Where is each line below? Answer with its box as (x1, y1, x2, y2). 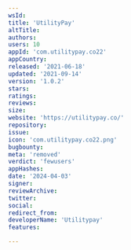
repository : (8, 121, 47, 129)
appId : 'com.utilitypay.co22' (8, 48, 107, 56)
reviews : (8, 99, 37, 107)
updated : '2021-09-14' (8, 70, 82, 78)
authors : (8, 33, 37, 42)
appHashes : (8, 165, 44, 173)
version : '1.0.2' (8, 77, 65, 85)
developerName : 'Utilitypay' (8, 216, 104, 224)
